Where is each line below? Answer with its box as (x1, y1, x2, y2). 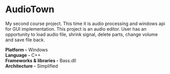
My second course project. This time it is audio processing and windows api (5, 20, 165, 27)
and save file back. (5, 37, 45, 43)
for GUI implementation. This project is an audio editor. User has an (5, 26, 147, 32)
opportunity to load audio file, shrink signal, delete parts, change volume (5, 31, 158, 37)
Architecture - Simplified (5, 63, 58, 69)
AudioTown (5, 4, 55, 15)
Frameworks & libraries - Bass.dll (5, 57, 77, 63)
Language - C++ (5, 52, 41, 58)
